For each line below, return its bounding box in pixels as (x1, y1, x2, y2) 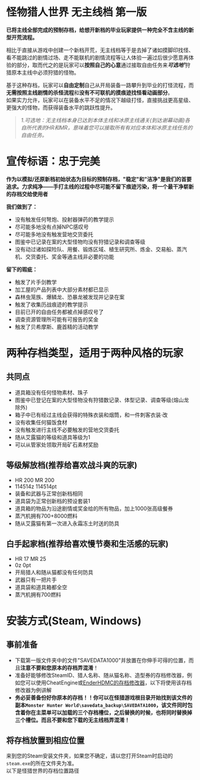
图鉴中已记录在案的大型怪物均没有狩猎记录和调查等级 (14, 238, 146, 245)
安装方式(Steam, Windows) (6, 614, 142, 627)
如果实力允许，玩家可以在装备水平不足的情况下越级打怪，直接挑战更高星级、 (6, 96, 194, 103)
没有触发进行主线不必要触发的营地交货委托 (14, 426, 120, 433)
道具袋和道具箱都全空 (14, 583, 67, 591)
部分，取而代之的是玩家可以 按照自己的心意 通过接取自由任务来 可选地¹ (16, 61, 186, 69)
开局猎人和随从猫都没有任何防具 (14, 568, 93, 576)
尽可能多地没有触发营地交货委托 (14, 230, 93, 238)
